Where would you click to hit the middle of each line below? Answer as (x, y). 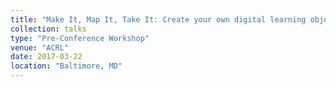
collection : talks (48, 29)
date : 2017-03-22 (46, 57)
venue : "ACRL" (40, 47)
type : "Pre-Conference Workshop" (80, 38)
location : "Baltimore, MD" (66, 66)
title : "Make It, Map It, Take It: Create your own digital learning (158, 19)
